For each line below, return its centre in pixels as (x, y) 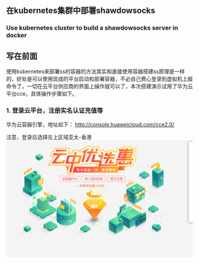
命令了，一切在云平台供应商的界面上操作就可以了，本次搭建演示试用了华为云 (99, 86)
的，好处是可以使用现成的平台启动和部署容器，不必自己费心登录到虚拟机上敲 (99, 79)
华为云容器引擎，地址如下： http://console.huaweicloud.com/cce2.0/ (90, 125)
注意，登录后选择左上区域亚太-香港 (49, 137)
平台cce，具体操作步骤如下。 (42, 94)
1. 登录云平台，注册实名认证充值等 (55, 110)
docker (17, 36)
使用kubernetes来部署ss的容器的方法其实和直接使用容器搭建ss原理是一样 (96, 72)
